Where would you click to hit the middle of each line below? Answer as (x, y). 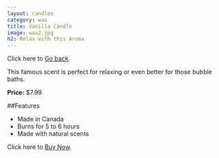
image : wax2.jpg (30, 33)
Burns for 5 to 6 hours (48, 126)
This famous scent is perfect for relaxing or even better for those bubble (109, 72)
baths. (16, 79)
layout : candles (30, 13)
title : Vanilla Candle (40, 26)
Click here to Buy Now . (40, 147)
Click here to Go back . (39, 58)
